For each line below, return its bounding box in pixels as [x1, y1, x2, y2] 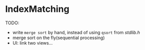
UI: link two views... [12, 40, 53, 46]
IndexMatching [5, 3, 70, 15]
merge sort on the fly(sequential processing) [12, 35, 105, 41]
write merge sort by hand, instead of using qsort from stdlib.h [12, 29, 140, 35]
